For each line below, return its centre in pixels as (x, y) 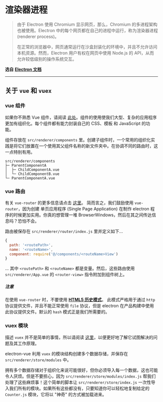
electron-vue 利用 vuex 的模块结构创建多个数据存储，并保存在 (67, 353)
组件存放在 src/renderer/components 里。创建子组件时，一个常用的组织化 (78, 140)
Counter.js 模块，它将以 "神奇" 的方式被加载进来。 (56, 394)
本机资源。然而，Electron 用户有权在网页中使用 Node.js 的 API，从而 (85, 53)
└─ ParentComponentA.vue (30, 178)
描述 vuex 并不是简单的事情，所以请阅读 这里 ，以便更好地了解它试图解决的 (79, 337)
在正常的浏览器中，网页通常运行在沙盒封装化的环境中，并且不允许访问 (87, 47)
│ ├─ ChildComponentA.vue (32, 170)
